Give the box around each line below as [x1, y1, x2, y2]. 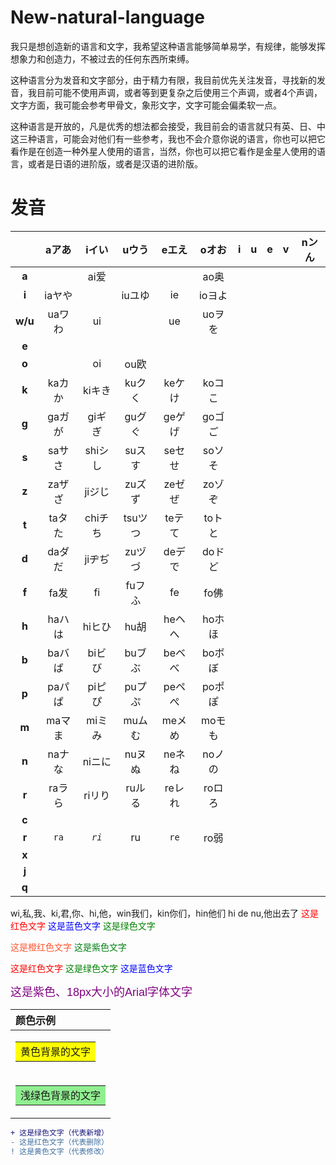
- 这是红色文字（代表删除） [10, 1137, 110, 1147]
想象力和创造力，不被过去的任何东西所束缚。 [10, 52, 195, 65]
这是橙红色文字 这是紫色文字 [10, 941, 127, 953]
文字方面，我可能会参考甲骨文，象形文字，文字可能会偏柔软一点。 [10, 99, 282, 111]
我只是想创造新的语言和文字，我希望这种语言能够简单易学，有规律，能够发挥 [10, 40, 326, 52]
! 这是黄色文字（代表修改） [10, 1146, 110, 1156]
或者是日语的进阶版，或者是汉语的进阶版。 [27, 157, 203, 170]
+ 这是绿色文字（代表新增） [10, 1127, 110, 1138]
